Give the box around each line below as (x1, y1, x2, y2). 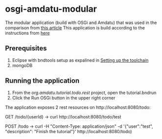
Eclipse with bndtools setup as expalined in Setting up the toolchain (12, 57, 149, 63)
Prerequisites (5, 44, 47, 52)
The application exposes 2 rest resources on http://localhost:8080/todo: (5, 104, 151, 110)
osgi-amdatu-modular (5, 3, 97, 15)
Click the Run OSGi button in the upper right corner (12, 94, 116, 101)
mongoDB (12, 62, 33, 68)
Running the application (5, 77, 80, 85)
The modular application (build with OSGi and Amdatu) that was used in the (5, 20, 157, 25)
